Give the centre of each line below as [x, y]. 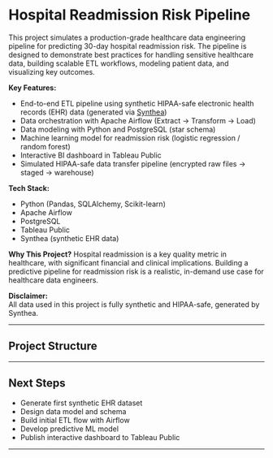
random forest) [45, 146]
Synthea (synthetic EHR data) [69, 238]
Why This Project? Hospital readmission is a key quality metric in [118, 254]
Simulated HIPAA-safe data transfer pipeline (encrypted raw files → [133, 163]
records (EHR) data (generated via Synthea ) [93, 112]
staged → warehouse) [57, 172]
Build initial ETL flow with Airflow [75, 420]
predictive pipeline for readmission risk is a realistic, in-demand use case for [136, 271]
